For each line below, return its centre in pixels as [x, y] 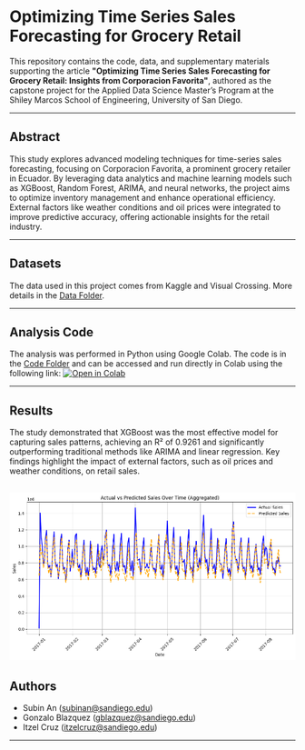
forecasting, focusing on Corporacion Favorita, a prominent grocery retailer [150, 168]
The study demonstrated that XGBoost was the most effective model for [144, 433]
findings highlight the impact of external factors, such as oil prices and [142, 462]
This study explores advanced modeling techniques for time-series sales [146, 159]
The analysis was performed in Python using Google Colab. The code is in [148, 354]
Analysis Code [51, 332]
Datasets [35, 264]
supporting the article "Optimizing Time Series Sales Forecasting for [140, 71]
